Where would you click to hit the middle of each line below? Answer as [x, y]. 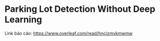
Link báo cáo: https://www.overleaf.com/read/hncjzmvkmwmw [69, 33]
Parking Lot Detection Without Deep [80, 9]
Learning [23, 20]
